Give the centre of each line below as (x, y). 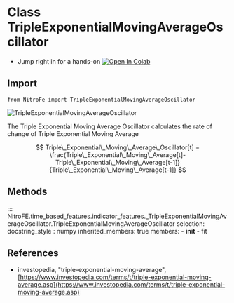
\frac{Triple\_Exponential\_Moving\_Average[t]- (118, 154)
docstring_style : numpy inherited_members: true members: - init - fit (108, 231)
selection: (191, 223)
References (33, 253)
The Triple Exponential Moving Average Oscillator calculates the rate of (110, 126)
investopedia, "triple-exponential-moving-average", (92, 270)
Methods (27, 192)
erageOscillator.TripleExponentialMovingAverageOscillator (91, 223)
